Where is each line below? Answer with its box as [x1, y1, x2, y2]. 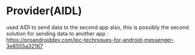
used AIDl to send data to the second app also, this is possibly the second [6, 24, 189, 31]
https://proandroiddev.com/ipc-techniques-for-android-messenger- [6, 36, 175, 43]
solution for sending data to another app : [6, 30, 109, 37]
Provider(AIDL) [6, 4, 82, 18]
